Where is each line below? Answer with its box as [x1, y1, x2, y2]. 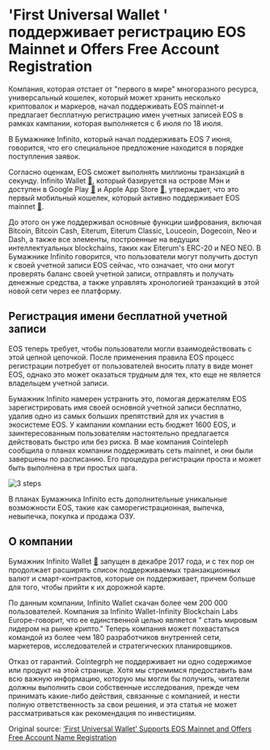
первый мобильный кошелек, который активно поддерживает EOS [8, 193, 240, 202]
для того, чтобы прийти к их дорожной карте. [8, 582, 166, 592]
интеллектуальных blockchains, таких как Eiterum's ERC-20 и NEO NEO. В [8, 243, 261, 253]
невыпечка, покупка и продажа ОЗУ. [8, 511, 136, 521]
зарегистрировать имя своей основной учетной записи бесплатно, [8, 403, 243, 412]
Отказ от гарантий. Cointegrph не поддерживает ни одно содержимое [8, 656, 252, 666]
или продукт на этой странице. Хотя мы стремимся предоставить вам [8, 665, 253, 675]
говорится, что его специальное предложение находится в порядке [8, 143, 244, 152]
